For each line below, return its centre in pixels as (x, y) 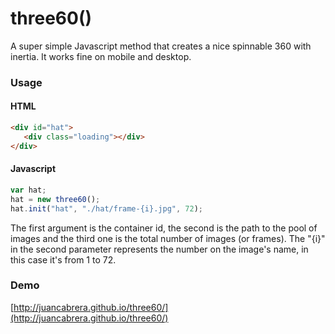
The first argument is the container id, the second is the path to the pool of (164, 228)
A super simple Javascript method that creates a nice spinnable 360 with (161, 46)
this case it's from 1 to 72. (63, 259)
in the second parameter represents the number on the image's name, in (159, 249)
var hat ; (28, 190)
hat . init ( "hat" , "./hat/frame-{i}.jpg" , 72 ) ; (106, 208)
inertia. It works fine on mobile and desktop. (101, 56)
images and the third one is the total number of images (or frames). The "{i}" (168, 238)
